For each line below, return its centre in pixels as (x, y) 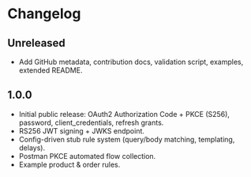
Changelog (44, 14)
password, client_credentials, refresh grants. (91, 122)
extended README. (51, 70)
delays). (32, 148)
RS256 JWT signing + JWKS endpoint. (82, 130)
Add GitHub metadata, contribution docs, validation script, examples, (131, 62)
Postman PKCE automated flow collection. (87, 156)
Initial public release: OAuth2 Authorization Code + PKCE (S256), (124, 114)
